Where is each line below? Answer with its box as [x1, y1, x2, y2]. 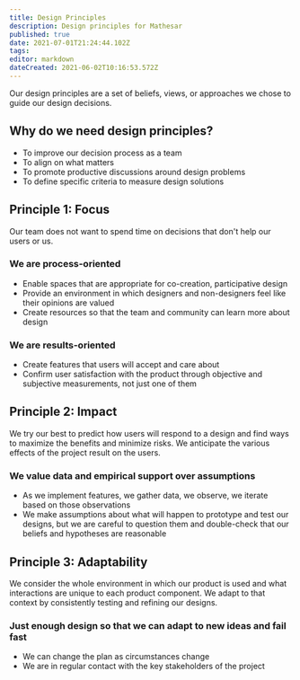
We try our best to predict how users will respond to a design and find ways [9, 428, 290, 438]
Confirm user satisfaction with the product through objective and [22, 369, 263, 380]
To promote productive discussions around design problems [22, 166, 246, 177]
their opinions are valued [22, 297, 115, 308]
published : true [9, 30, 70, 39]
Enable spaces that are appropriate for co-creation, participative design [22, 278, 288, 288]
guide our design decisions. [9, 97, 112, 108]
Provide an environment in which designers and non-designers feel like [22, 287, 287, 298]
